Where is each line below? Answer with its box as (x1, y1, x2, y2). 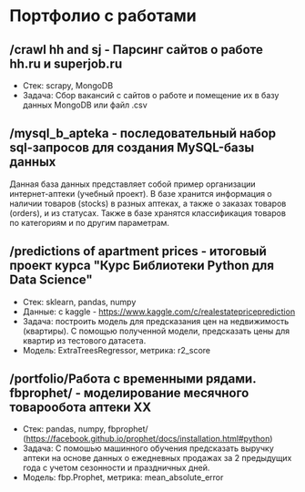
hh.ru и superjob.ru (9, 56, 123, 71)
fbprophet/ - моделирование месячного (9, 385, 249, 401)
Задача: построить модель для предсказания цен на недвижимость (22, 315, 290, 326)
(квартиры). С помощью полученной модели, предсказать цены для (22, 325, 290, 336)
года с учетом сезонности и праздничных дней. (22, 462, 210, 474)
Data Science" (9, 272, 93, 288)
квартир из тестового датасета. (22, 334, 147, 346)
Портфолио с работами (9, 5, 198, 26)
